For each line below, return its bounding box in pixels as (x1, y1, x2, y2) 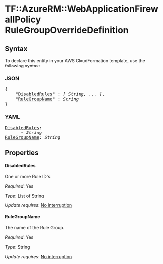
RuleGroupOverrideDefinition (5, 25, 129, 36)
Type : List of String (5, 193, 44, 199)
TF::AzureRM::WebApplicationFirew (5, 3, 158, 15)
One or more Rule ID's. (5, 174, 52, 180)
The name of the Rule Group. (5, 225, 65, 231)
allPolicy (5, 14, 41, 25)
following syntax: (5, 63, 40, 68)
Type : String (5, 244, 30, 250)
